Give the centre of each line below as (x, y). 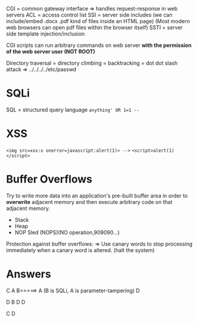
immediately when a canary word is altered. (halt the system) (80, 250)
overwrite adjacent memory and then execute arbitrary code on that (89, 202)
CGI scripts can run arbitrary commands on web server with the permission (99, 45)
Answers (29, 274)
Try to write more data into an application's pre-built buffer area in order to (97, 196)
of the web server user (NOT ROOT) (51, 52)
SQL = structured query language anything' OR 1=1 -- (73, 110)
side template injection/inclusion (46, 34)
